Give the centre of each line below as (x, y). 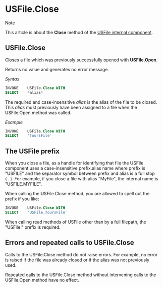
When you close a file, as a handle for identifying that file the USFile (74, 163)
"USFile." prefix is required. (33, 227)
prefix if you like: (22, 199)
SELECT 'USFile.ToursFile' (36, 212)
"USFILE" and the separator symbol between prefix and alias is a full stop (80, 173)
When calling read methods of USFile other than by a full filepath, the (76, 222)
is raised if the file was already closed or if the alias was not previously (77, 260)
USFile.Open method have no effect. (42, 280)
